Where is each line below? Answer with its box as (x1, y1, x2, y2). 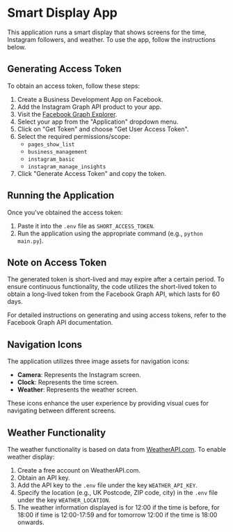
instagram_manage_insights (27, 163, 106, 170)
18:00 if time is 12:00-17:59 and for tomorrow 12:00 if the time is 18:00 (17, 511, 218, 519)
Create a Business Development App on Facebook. (17, 95, 163, 103)
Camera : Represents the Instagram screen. (17, 371, 141, 379)
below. (7, 43, 26, 51)
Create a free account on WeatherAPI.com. (17, 466, 141, 474)
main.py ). (17, 236, 44, 245)
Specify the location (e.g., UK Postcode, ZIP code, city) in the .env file (17, 489, 218, 496)
